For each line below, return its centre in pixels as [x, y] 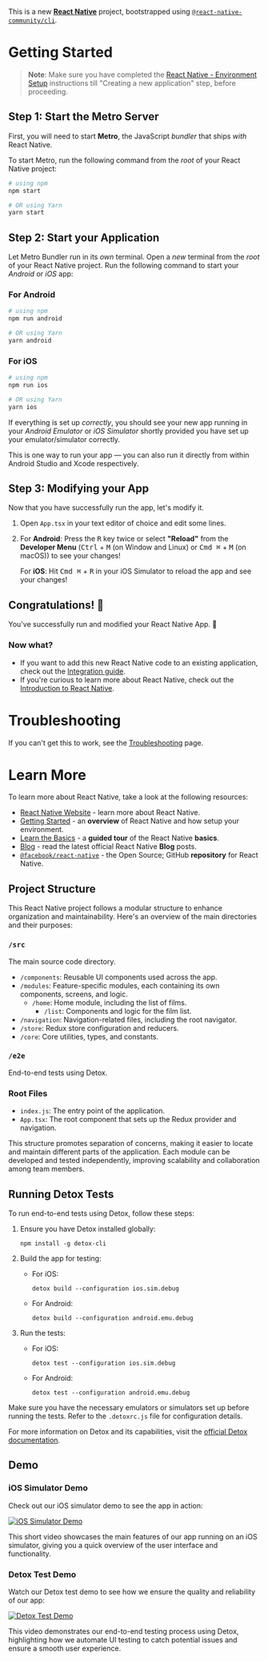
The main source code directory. [62, 961]
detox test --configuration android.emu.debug [111, 1393]
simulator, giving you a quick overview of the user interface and [113, 1545]
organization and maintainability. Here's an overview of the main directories [133, 917]
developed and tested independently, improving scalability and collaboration [134, 1160]
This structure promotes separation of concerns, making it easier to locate [131, 1144]
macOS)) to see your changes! [70, 556]
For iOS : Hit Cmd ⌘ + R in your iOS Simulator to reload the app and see [136, 571]
